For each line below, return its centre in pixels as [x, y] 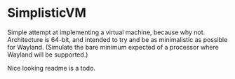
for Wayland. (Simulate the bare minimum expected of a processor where [113, 47]
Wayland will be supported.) [48, 55]
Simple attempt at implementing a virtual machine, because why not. [106, 32]
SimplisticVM [47, 13]
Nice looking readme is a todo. [52, 68]
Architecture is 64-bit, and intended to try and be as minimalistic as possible [117, 39]
